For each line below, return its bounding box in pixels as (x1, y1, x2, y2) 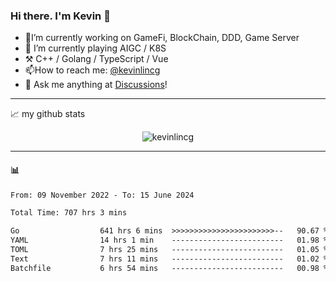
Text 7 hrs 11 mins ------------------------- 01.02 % (10, 254, 329, 264)
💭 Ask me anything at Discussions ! (24, 79, 168, 91)
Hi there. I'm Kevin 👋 (10, 9, 111, 23)
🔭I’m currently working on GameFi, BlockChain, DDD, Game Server (24, 32, 300, 44)
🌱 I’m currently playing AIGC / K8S (24, 42, 167, 54)
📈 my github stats (10, 108, 86, 120)
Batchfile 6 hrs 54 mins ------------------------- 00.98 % (10, 263, 329, 273)
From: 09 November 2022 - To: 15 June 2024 (10, 190, 195, 200)
